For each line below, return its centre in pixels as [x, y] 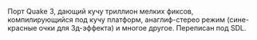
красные [22, 28]
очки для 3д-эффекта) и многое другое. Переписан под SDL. [142, 28]
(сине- [237, 20]
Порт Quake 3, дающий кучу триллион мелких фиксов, [101, 11]
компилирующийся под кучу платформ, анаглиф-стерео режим [116, 20]
